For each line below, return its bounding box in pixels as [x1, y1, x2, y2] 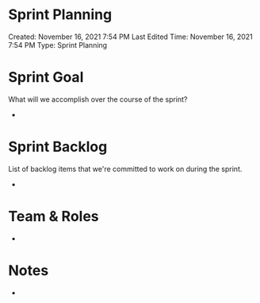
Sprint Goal [8, 68, 84, 87]
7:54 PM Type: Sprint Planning [8, 40, 108, 49]
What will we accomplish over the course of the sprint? [8, 94, 188, 104]
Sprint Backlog [8, 138, 108, 156]
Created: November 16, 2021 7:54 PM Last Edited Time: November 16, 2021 [8, 32, 254, 41]
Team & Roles [8, 208, 99, 225]
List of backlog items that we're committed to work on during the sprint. [8, 164, 243, 173]
